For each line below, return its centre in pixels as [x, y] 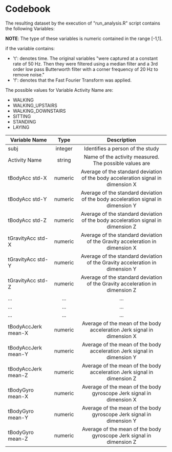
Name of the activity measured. [122, 157]
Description [122, 140]
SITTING [22, 116]
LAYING [21, 127]
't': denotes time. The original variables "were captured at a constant [85, 58]
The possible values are [122, 163]
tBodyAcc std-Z [27, 220]
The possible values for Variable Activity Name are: [59, 90]
